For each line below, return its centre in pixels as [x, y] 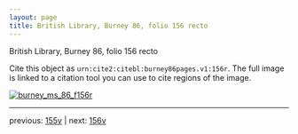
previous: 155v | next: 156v [58, 120]
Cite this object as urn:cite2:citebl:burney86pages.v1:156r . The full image [147, 68]
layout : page [33, 17]
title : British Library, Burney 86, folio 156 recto [109, 26]
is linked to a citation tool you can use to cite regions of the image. [130, 77]
